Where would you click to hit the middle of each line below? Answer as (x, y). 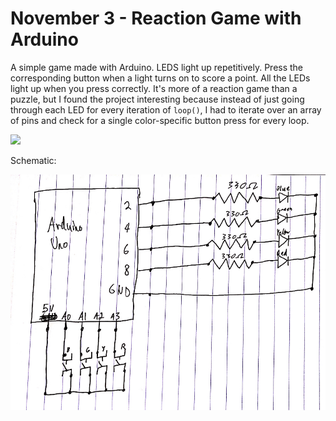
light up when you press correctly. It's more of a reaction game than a (154, 88)
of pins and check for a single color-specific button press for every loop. (160, 120)
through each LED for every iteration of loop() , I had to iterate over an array (166, 109)
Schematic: (33, 160)
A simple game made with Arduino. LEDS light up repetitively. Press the (157, 67)
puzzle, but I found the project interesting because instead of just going (157, 99)
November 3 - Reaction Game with (156, 18)
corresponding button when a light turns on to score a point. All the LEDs (160, 78)
